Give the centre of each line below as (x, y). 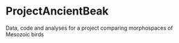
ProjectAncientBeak (57, 11)
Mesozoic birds (25, 34)
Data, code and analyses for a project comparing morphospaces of (89, 28)
